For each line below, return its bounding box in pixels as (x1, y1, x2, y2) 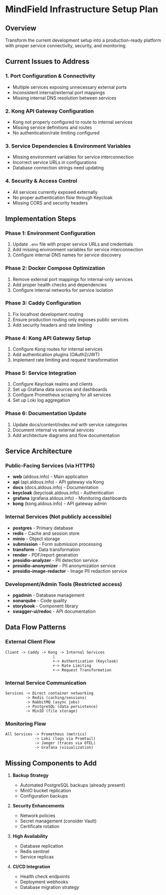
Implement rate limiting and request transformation (12, 357, 119, 363)
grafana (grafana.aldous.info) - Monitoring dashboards (12, 495, 127, 501)
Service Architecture (5, 447, 72, 456)
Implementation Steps (5, 214, 77, 223)
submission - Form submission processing (12, 541, 102, 547)
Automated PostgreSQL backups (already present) (20, 782, 125, 788)
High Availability (12, 833, 48, 839)
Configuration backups (20, 793, 68, 799)
